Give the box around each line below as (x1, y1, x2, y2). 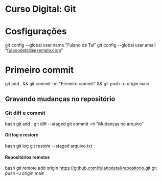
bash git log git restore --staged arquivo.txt (5, 143, 93, 149)
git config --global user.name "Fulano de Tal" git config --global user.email (5, 42, 156, 48)
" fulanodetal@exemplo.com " (5, 48, 64, 53)
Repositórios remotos (5, 154, 50, 160)
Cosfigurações (5, 26, 67, 37)
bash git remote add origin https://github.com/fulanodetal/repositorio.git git (5, 165, 157, 171)
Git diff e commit (5, 109, 46, 116)
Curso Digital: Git (5, 3, 76, 15)
